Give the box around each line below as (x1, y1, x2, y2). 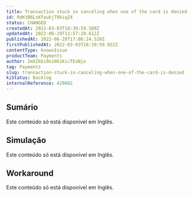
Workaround (6, 169, 54, 179)
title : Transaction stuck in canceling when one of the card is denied (6, 8, 187, 15)
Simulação (6, 135, 46, 145)
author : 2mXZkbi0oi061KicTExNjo (6, 58, 86, 64)
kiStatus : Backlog (6, 75, 52, 81)
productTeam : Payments (6, 53, 62, 59)
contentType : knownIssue (6, 47, 68, 53)
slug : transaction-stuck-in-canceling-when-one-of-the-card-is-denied (6, 69, 185, 75)
